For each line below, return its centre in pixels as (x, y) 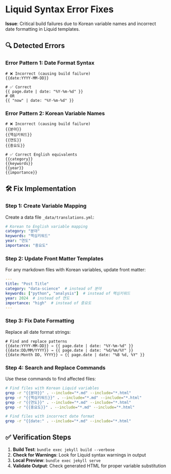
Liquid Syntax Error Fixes (59, 9)
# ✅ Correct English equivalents (41, 155)
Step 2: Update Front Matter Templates (54, 258)
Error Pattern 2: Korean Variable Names (55, 113)
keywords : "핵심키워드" (28, 236)
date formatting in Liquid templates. (43, 29)
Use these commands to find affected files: (51, 379)
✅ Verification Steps (38, 437)
